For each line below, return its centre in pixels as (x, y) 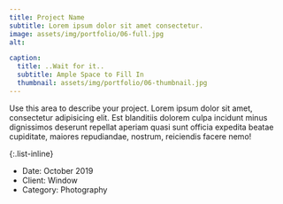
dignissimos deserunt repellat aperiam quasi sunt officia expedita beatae (141, 127)
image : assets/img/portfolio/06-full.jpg (87, 34)
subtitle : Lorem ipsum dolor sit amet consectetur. (106, 26)
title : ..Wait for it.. (61, 67)
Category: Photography (65, 189)
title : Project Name (47, 17)
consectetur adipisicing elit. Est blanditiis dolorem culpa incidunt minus (138, 117)
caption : (25, 59)
